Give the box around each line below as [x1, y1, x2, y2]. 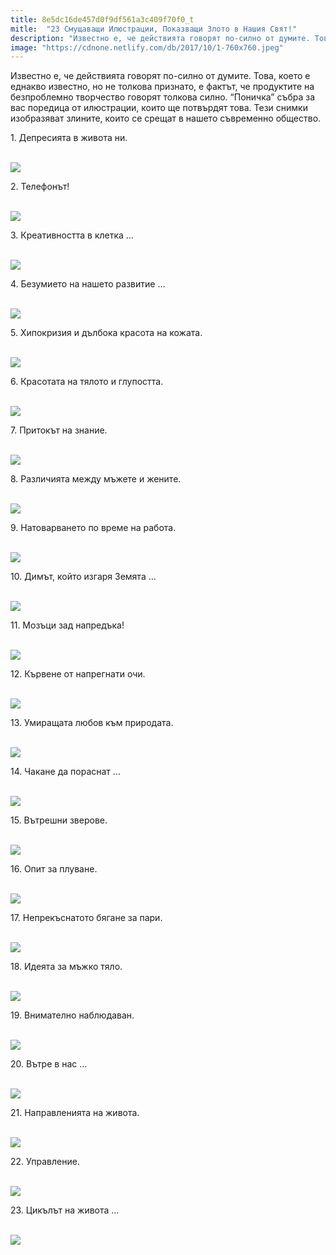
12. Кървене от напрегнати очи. [10, 668, 146, 680]
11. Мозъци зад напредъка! [10, 619, 125, 631]
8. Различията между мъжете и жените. [10, 473, 182, 485]
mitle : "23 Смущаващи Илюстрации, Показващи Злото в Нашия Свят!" [10, 24, 298, 34]
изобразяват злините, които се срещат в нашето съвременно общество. [10, 112, 322, 125]
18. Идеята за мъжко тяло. [10, 961, 123, 973]
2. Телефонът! [10, 181, 70, 193]
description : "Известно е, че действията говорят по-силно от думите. [10, 33, 311, 43]
